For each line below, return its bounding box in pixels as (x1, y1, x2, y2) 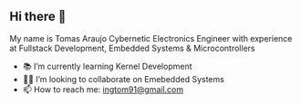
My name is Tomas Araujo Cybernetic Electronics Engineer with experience (9, 33, 293, 43)
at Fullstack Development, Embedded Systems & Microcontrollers (9, 43, 255, 53)
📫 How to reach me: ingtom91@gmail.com (22, 83, 184, 95)
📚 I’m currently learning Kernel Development (22, 61, 192, 71)
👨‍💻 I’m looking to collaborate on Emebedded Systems (22, 73, 225, 84)
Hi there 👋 (9, 9, 67, 24)
